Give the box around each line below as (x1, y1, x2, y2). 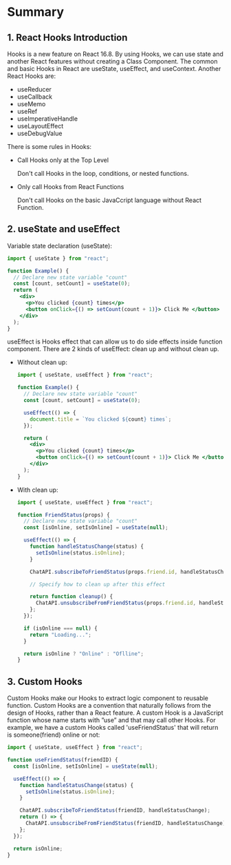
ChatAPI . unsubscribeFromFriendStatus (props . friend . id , (35, 599, 197, 607)
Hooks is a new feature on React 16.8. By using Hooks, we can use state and (7, 50, 223, 58)
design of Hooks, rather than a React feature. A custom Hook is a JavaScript (7, 708, 223, 717)
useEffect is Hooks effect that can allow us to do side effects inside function (7, 337, 223, 346)
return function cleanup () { (30, 593, 113, 600)
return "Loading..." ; (30, 631, 91, 638)
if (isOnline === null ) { (23, 625, 98, 632)
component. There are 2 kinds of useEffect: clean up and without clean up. (7, 345, 219, 353)
